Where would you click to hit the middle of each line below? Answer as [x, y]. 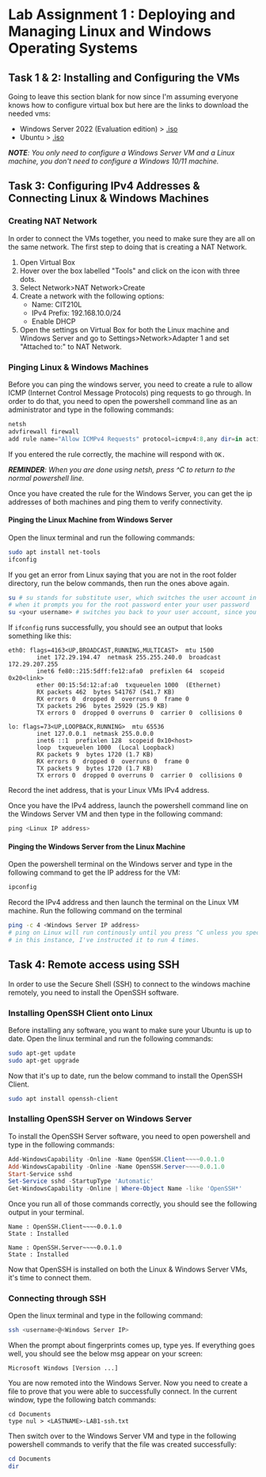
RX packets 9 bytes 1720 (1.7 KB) [95, 755]
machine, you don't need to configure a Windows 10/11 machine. [114, 161]
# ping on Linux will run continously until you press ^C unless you [125, 933]
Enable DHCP [53, 321]
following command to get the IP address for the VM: [94, 873]
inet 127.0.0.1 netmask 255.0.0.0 [95, 734]
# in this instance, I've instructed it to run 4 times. [104, 940]
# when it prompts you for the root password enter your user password [129, 605]
